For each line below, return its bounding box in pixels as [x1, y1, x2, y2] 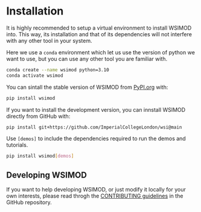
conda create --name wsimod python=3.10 [6, 66, 110, 73]
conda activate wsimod [6, 72, 63, 79]
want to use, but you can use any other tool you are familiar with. [6, 55, 168, 62]
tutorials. [6, 141, 28, 149]
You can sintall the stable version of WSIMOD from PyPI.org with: [6, 83, 168, 91]
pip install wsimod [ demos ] [6, 153, 74, 159]
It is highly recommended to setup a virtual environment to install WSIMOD [6, 24, 192, 31]
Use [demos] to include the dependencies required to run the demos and [6, 135, 186, 143]
